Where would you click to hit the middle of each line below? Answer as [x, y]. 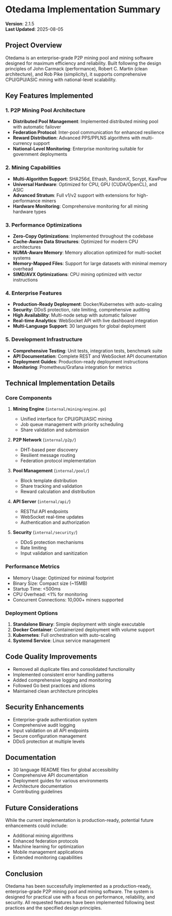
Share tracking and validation [51, 486]
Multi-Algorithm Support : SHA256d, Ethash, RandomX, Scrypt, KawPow [90, 179]
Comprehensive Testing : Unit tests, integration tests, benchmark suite [88, 351]
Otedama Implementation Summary [83, 10]
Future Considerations [42, 808]
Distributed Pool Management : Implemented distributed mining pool [85, 121]
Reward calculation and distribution [58, 491]
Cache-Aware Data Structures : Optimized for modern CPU [75, 242]
